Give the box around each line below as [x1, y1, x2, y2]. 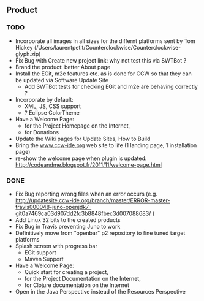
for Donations [24, 128, 59, 135]
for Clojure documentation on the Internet [24, 281, 130, 289]
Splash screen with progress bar [15, 242, 98, 250]
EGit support [24, 248, 56, 256]
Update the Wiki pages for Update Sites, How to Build [15, 135, 151, 142]
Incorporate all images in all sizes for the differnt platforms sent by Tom [15, 37, 195, 45]
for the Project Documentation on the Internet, [24, 275, 141, 282]
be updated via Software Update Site [15, 76, 109, 83]
